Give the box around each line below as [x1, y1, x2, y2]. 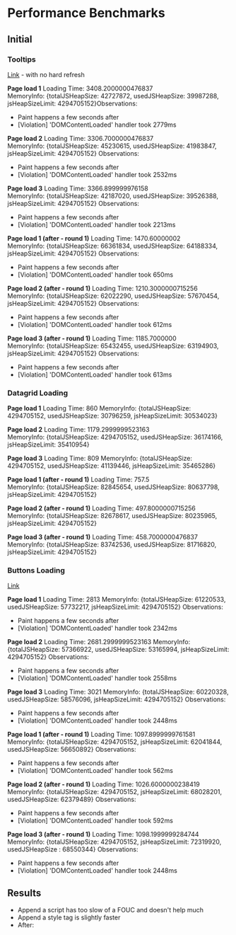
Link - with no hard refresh [7, 70, 85, 79]
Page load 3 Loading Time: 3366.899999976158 [7, 184, 148, 193]
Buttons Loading [7, 566, 66, 575]
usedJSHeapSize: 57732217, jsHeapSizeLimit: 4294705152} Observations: [7, 603, 224, 612]
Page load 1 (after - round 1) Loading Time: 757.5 [7, 476, 150, 484]
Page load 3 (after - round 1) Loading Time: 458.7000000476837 [7, 533, 198, 541]
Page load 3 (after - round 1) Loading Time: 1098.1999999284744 [7, 830, 199, 839]
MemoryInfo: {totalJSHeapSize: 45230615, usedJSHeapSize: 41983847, [7, 142, 217, 150]
